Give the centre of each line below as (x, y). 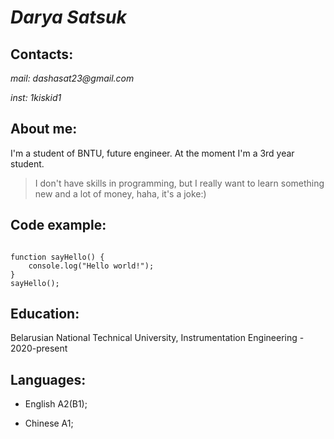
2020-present (39, 348)
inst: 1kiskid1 (36, 97)
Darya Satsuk (68, 17)
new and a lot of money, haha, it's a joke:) (120, 193)
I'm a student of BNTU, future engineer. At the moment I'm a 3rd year (152, 153)
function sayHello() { (57, 257)
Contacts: (42, 54)
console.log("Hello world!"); (91, 266)
